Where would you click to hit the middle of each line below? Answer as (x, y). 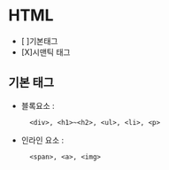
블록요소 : (38, 105)
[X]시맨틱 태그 (46, 52)
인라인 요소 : (42, 140)
